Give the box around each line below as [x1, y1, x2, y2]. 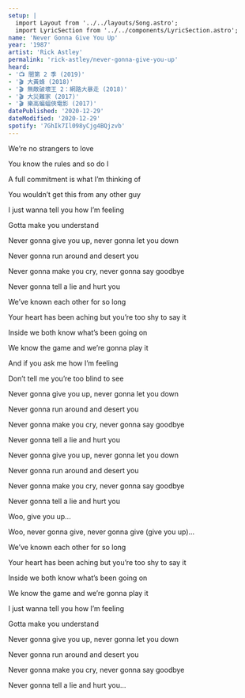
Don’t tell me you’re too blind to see [8, 374, 124, 383]
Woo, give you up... [8, 511, 71, 521]
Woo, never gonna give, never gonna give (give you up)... [8, 527, 195, 537]
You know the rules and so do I [8, 159, 109, 169]
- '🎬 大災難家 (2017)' [8, 93, 80, 101]
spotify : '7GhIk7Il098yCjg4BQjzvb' [8, 122, 126, 130]
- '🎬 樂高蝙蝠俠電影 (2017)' [8, 100, 97, 108]
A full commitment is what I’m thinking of [8, 174, 141, 184]
